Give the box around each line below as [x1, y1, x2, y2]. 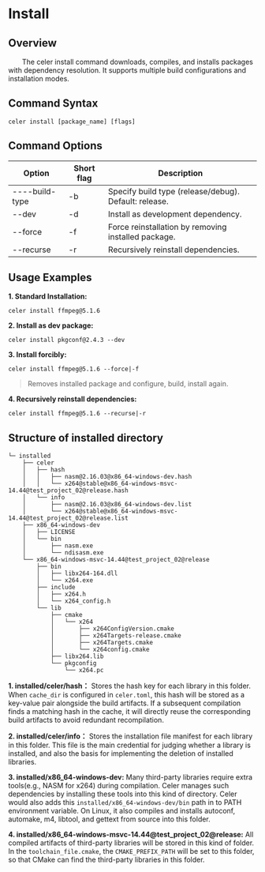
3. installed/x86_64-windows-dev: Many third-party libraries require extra [8, 772, 253, 782]
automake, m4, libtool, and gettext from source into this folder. [8, 814, 211, 824]
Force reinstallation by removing [107, 221, 227, 232]
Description [158, 167, 203, 179]
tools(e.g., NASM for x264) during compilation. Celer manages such [8, 781, 230, 791]
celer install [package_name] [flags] [8, 118, 136, 126]
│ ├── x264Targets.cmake [50, 639, 154, 647]
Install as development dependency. [107, 209, 242, 220]
